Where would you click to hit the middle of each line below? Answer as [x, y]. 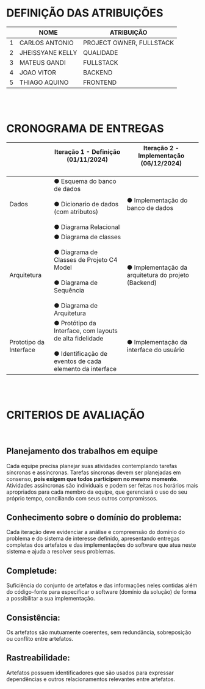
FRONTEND [100, 82]
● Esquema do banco [85, 181]
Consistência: [34, 617]
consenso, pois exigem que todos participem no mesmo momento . [92, 478]
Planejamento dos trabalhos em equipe [82, 451]
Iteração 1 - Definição [87, 151]
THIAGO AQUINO [44, 82]
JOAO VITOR [38, 72]
